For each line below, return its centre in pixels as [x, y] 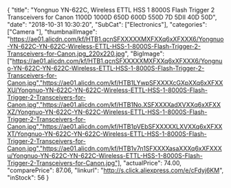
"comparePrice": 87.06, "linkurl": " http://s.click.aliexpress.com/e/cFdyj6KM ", [115, 170]
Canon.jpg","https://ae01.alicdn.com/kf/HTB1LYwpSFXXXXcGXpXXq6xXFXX [115, 83]
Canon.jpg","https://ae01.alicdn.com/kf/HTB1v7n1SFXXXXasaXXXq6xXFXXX [114, 148]
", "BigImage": [145, 54]
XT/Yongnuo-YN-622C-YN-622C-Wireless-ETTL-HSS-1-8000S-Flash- [107, 134]
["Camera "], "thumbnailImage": [52, 32]
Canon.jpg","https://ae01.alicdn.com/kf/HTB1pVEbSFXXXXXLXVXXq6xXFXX [115, 127]
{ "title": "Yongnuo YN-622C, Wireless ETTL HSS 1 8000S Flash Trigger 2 [111, 10]
